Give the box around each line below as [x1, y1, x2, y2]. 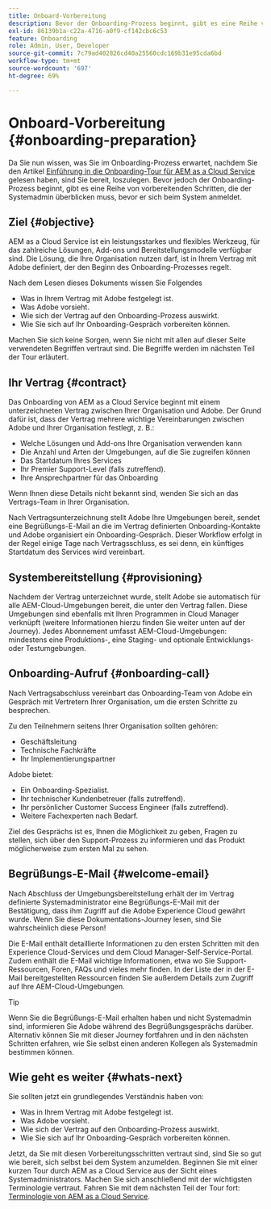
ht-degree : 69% [8, 72, 60, 80]
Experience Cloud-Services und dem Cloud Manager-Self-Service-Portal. [8, 947, 254, 957]
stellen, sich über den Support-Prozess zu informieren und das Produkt [8, 835, 245, 845]
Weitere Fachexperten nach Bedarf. [19, 811, 139, 821]
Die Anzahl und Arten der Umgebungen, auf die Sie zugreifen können [19, 447, 251, 457]
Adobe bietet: [8, 769, 54, 779]
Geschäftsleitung [19, 737, 77, 746]
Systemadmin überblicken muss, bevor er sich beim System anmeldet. [8, 191, 242, 202]
